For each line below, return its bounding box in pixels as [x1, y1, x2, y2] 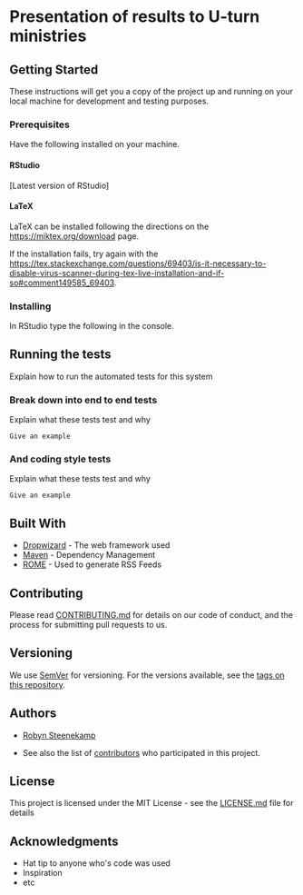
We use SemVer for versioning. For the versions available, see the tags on [9, 670, 285, 681]
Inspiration [22, 868, 63, 879]
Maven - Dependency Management [22, 550, 156, 561]
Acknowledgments [9, 833, 120, 849]
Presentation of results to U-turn [9, 6, 260, 27]
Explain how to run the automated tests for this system [9, 371, 213, 382]
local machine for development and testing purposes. [9, 95, 210, 106]
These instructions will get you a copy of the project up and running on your [9, 86, 293, 96]
